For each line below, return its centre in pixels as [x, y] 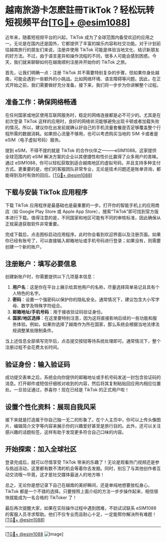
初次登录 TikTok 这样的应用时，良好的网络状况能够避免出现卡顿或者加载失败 [82, 121]
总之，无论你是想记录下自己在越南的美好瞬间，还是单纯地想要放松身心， [79, 485]
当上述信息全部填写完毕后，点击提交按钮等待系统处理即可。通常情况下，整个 [83, 341]
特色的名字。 [30, 294]
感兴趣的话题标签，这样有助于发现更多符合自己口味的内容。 [66, 432]
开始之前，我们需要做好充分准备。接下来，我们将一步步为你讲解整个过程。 [85, 85]
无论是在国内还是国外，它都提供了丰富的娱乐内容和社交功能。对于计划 [85, 43]
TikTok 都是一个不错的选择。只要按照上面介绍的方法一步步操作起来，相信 [80, 491]
